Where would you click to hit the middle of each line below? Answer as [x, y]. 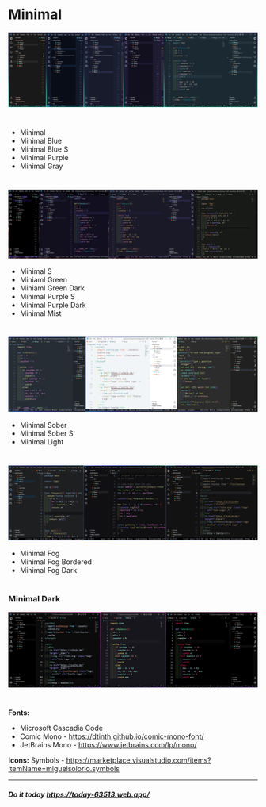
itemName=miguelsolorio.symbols [64, 769]
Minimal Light [42, 441]
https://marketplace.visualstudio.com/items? [139, 760]
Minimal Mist [40, 313]
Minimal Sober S [46, 433]
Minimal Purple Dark [53, 305]
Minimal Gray [41, 166]
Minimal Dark [34, 599]
